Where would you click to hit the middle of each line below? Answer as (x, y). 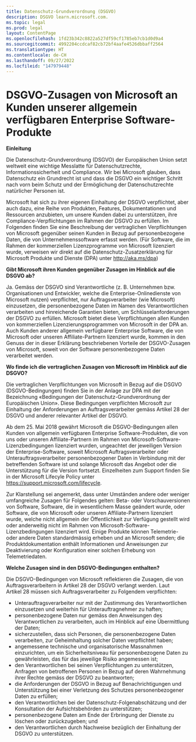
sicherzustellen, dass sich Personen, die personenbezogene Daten (95, 634)
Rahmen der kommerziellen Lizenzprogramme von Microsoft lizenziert (91, 246)
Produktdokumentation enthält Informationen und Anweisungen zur (87, 544)
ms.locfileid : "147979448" (39, 66)
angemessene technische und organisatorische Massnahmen (89, 647)
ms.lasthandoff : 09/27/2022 (40, 60)
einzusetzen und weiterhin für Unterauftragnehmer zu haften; (89, 609)
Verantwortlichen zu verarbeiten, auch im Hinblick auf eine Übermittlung (102, 622)
